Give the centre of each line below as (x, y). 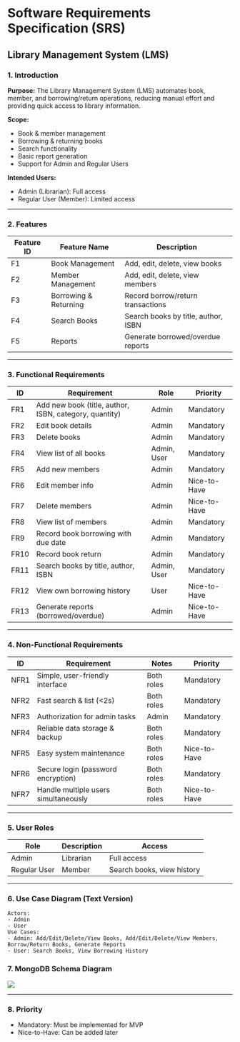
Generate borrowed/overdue (172, 337)
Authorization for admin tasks (86, 716)
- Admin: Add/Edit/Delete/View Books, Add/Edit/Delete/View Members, (113, 938)
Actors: (19, 913)
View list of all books (71, 454)
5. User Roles (31, 828)
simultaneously (62, 798)
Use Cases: (24, 932)
